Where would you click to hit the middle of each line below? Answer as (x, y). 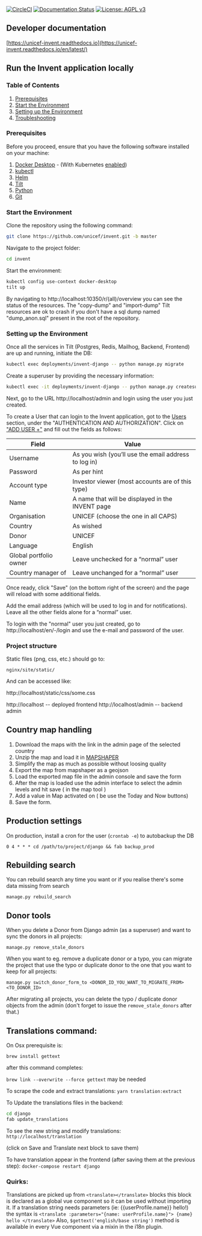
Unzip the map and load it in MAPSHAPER (67, 757)
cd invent (19, 259)
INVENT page (92, 506)
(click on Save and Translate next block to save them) (73, 1148)
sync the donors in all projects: (44, 937)
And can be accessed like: (39, 681)
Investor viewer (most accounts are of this (132, 481)
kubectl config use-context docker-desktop (62, 281)
